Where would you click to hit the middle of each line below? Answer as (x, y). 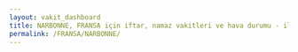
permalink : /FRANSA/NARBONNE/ (65, 33)
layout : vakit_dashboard (55, 17)
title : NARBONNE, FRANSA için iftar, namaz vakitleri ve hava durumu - (144, 26)
